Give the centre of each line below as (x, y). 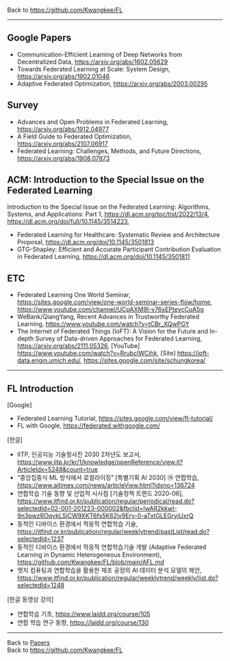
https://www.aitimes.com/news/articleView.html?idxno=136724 (106, 485)
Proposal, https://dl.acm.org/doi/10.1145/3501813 (86, 242)
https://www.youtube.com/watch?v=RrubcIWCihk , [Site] (96, 353)
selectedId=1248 (41, 585)
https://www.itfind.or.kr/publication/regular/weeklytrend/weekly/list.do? (118, 578)
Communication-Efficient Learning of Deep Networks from (100, 54)
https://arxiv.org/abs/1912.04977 (63, 129)
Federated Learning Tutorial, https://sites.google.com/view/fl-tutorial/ (115, 419)
